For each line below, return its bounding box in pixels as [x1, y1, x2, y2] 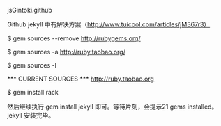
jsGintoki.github [7, 6, 52, 14]
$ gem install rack [7, 88, 59, 96]
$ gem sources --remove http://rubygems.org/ [7, 34, 141, 42]
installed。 [187, 102, 218, 111]
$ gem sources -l [7, 61, 57, 69]
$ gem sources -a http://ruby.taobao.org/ [7, 48, 125, 56]
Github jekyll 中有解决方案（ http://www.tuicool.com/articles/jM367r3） [7, 20, 211, 29]
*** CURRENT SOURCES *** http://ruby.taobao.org [7, 74, 155, 83]
